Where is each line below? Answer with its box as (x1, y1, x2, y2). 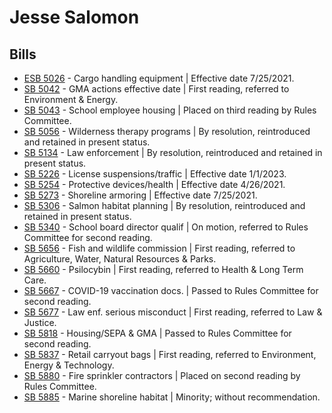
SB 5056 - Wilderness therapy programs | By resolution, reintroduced (23, 126, 311, 137)
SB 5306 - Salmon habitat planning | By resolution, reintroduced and (23, 200, 306, 211)
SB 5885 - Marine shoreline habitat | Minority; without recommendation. (23, 391, 321, 403)
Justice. (23, 317, 57, 328)
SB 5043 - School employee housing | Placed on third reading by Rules (23, 104, 317, 116)
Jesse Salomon (9, 6, 140, 29)
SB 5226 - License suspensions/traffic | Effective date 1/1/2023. (23, 168, 287, 180)
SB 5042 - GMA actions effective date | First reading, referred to (23, 83, 290, 95)
